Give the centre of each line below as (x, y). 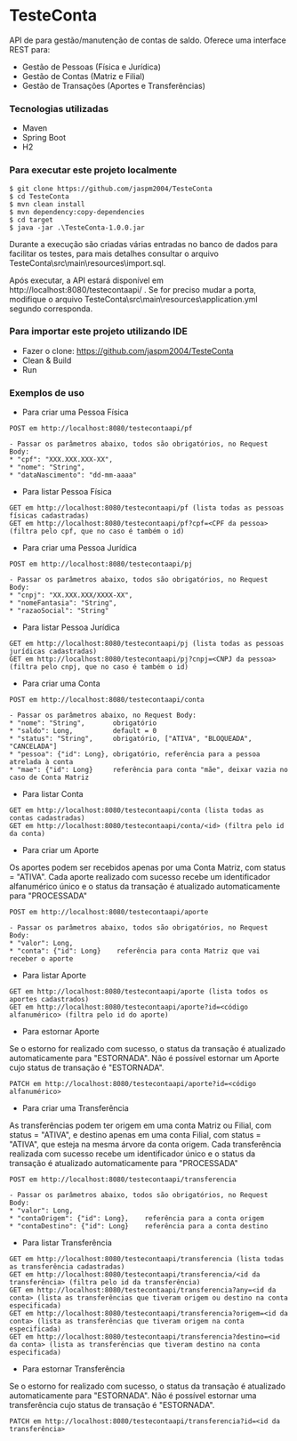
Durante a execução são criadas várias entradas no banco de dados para (144, 244)
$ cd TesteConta (39, 197)
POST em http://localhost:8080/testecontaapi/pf (101, 429)
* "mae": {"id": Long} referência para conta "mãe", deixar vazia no (149, 770)
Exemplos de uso (47, 392)
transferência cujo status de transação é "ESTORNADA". (112, 1405)
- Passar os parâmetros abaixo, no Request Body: (103, 716)
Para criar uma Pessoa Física (75, 412)
